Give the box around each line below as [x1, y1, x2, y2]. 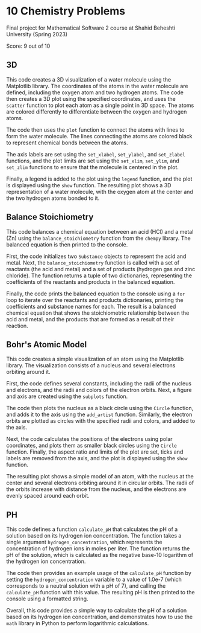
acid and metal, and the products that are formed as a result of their [6, 315, 175, 323]
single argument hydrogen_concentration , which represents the [6, 539, 162, 546]
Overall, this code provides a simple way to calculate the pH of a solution [6, 607, 187, 614]
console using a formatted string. [6, 595, 88, 602]
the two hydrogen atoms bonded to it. [6, 194, 100, 202]
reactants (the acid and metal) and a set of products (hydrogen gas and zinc [6, 265, 196, 272]
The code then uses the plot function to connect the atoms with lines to [6, 126, 185, 133]
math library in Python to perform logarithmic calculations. [6, 620, 149, 627]
